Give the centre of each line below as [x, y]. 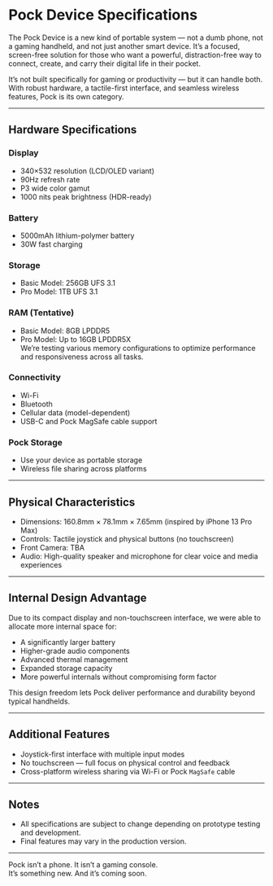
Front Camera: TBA [52, 547]
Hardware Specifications [73, 130]
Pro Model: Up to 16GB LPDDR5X [76, 339]
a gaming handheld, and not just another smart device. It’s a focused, [124, 46]
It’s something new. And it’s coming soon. [78, 874]
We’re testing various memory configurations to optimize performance [138, 348]
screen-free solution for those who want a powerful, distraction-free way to [135, 55]
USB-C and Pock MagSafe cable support [89, 421]
